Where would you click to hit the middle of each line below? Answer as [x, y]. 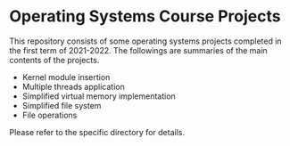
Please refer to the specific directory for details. [97, 132]
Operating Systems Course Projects [145, 16]
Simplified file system [62, 105]
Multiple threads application [73, 86]
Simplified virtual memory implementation [99, 96]
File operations [50, 115]
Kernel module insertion [66, 77]
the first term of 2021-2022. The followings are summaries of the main [138, 50]
